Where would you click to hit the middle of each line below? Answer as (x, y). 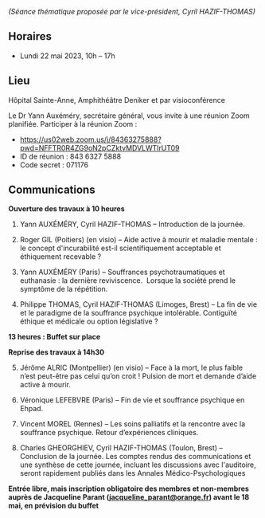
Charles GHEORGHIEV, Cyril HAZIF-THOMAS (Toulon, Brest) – (121, 448)
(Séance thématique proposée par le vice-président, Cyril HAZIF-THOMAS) (132, 12)
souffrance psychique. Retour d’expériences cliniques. (109, 433)
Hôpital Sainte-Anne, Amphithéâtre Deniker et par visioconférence (117, 100)
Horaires (30, 36)
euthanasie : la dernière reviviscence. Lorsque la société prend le (128, 281)
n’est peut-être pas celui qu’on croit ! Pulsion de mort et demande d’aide (138, 376)
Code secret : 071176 (54, 165)
